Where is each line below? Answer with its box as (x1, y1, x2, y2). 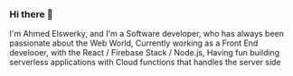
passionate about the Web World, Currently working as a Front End (9, 38, 259, 48)
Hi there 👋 (9, 8, 54, 21)
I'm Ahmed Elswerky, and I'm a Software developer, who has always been (9, 29, 285, 39)
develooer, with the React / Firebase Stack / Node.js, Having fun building (9, 47, 280, 58)
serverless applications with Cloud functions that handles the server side (9, 57, 282, 68)
